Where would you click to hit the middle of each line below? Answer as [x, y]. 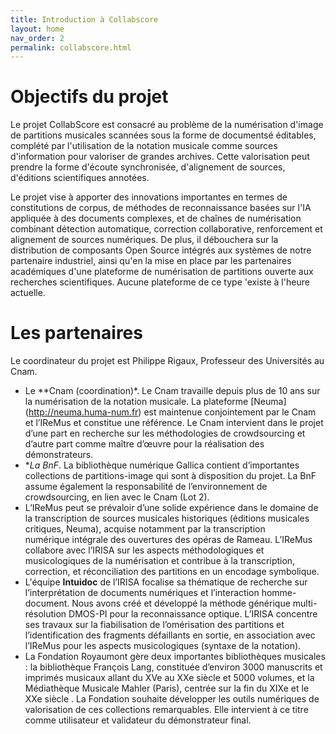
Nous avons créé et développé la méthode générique [181, 603]
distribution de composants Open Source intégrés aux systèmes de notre [161, 250]
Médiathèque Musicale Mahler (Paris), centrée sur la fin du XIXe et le [167, 688]
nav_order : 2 [37, 38]
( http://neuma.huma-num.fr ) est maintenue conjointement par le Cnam [170, 412]
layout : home [37, 29]
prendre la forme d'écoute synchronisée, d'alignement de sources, [148, 167]
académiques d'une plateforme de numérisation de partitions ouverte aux [162, 272]
